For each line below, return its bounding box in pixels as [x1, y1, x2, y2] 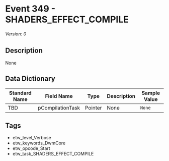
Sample [141, 89, 160, 96]
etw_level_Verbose [12, 135, 51, 141]
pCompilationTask [37, 104, 80, 111]
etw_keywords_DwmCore [12, 140, 66, 146]
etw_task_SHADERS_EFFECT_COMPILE [12, 151, 94, 157]
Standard [9, 89, 32, 96]
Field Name [45, 92, 73, 99]
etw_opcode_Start [12, 145, 50, 151]
